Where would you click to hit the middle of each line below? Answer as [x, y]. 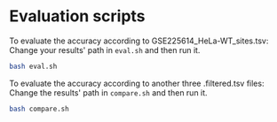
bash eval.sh [33, 66]
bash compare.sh [39, 109]
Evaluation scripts [77, 16]
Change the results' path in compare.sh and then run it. [108, 92]
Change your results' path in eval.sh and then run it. [105, 50]
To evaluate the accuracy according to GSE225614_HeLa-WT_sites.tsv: [139, 41]
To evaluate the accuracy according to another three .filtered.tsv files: [137, 83]
